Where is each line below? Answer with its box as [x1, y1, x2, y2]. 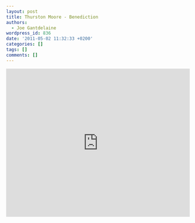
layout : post [6, 8, 38, 15]
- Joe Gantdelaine [11, 25, 57, 31]
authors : [6, 19, 28, 25]
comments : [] [6, 52, 38, 58]
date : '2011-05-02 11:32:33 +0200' [6, 36, 93, 42]
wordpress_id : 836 [6, 30, 51, 36]
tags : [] [6, 47, 28, 53]
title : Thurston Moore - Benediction [6, 14, 99, 20]
